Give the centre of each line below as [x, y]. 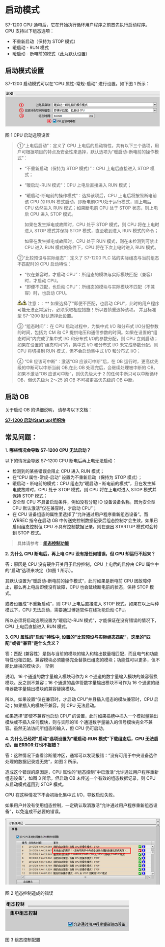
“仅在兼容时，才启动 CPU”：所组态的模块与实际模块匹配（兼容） [90, 274]
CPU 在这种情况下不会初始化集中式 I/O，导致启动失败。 [61, 795]
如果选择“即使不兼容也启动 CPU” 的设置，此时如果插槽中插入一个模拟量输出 [82, 716]
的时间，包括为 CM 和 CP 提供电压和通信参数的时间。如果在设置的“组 [87, 332]
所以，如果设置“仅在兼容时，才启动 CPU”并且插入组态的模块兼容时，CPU [79, 699]
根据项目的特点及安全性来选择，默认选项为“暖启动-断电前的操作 [90, 151]
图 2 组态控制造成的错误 [29, 893]
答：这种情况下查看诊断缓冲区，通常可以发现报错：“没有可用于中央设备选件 [82, 755]
